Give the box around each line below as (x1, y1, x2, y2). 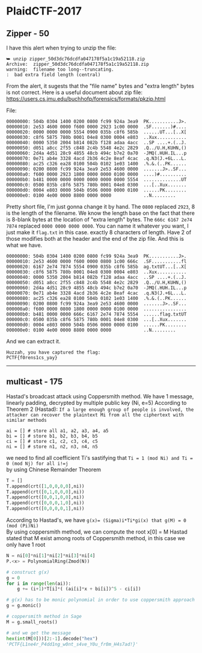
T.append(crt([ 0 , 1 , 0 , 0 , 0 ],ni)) (6, 489, 85, 495)
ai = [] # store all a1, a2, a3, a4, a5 (6, 427, 109, 434)
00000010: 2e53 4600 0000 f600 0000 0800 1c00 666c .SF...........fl (6, 258, 187, 264)
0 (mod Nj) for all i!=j (6, 460, 69, 467)
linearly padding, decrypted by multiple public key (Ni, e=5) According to (6, 399, 187, 406)
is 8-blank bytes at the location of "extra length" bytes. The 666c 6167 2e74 (6, 216, 192, 223)
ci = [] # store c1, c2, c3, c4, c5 (6, 438, 98, 444)
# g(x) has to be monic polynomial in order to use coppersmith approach (6, 597, 195, 603)
